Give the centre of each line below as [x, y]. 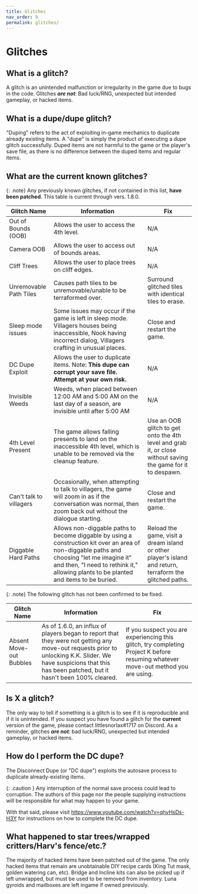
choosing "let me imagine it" [93, 557]
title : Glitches [26, 11]
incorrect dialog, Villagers [89, 340]
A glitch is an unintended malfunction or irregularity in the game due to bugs [99, 87]
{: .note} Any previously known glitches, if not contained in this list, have [94, 190]
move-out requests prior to [80, 648]
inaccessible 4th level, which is [96, 446]
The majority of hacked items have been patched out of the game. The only [98, 860]
